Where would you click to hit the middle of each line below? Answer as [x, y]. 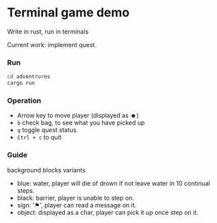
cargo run [21, 83]
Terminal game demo [68, 13]
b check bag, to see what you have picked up [81, 123]
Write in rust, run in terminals [48, 31]
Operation [24, 101]
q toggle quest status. [48, 130]
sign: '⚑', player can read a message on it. [77, 205]
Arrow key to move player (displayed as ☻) [78, 116]
